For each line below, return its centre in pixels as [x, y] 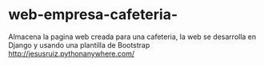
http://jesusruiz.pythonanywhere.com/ [71, 53]
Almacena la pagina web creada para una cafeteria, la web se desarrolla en [132, 37]
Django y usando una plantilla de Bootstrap [79, 45]
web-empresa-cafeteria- [93, 15]
